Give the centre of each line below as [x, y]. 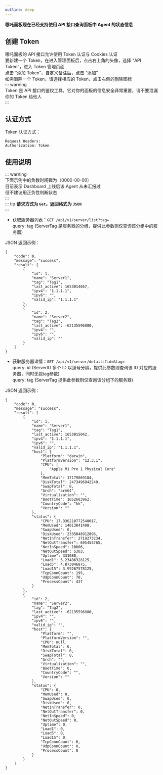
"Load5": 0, [53, 733]
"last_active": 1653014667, [61, 287]
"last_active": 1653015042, [61, 435]
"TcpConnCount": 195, [62, 573]
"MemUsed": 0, [55, 694]
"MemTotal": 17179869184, [67, 478]
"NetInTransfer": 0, [61, 707]
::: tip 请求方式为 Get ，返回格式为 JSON [43, 204]
